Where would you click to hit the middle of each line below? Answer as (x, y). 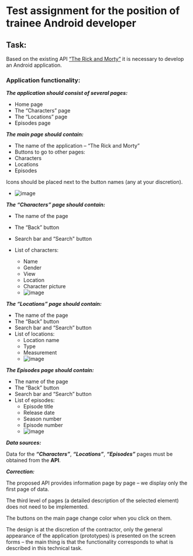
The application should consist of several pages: (67, 93)
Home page (29, 104)
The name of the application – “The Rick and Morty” (77, 146)
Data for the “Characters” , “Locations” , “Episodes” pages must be (89, 454)
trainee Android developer (71, 23)
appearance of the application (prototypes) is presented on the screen (91, 536)
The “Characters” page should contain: (56, 205)
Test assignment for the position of (93, 11)
